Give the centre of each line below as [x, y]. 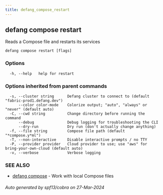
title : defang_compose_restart [37, 10]
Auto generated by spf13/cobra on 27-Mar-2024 [55, 187]
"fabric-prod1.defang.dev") [34, 101]
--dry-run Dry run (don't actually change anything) [87, 127]
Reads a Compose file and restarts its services [53, 42]
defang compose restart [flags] [38, 51]
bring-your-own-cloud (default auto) [44, 149]
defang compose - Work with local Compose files [63, 176]
